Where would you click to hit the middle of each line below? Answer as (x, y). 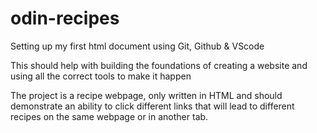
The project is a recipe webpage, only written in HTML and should (146, 95)
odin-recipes (65, 18)
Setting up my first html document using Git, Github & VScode (137, 46)
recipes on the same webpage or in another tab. (109, 116)
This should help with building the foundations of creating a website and (159, 65)
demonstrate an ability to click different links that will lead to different (152, 106)
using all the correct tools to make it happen (101, 76)
